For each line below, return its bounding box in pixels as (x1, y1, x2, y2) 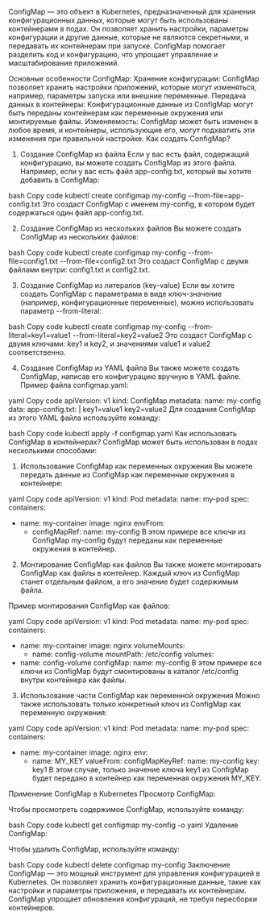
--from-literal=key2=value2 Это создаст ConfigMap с (72, 331, 252, 339)
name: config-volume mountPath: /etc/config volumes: (31, 649, 214, 659)
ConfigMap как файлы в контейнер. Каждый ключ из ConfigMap (19, 568, 240, 577)
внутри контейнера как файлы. (19, 675, 127, 685)
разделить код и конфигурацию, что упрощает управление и (8, 50, 218, 59)
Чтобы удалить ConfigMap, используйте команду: (8, 844, 180, 854)
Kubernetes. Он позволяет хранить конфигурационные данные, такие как (8, 877, 262, 886)
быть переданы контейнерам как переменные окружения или (8, 108, 223, 118)
